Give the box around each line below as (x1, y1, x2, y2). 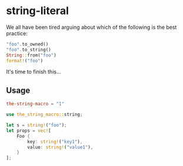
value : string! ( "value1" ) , (27, 144, 94, 150)
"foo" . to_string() (6, 47, 51, 52)
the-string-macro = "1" (6, 101, 65, 107)
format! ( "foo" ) (6, 58, 44, 64)
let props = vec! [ (6, 128, 51, 134)
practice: (6, 29, 28, 36)
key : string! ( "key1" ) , (27, 138, 83, 145)
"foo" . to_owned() (6, 41, 49, 47)
